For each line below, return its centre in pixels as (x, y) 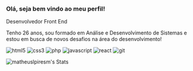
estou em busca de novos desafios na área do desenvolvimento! (84, 39)
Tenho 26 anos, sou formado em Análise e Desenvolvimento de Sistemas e (97, 33)
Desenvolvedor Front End (37, 22)
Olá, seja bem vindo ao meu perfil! (56, 9)
